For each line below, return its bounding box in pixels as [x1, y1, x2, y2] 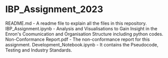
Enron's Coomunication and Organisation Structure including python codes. [5, 31, 163, 37]
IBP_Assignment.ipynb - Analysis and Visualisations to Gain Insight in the [5, 25, 157, 31]
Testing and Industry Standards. [5, 47, 73, 53]
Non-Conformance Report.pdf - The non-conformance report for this [5, 36, 150, 42]
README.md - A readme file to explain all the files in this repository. [5, 20, 147, 26]
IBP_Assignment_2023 [5, 4, 103, 15]
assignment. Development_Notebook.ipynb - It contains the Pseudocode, [5, 41, 159, 47]
